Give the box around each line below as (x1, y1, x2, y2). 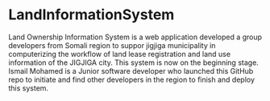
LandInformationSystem (8, 6, 175, 24)
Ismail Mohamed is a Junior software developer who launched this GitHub (8, 66, 254, 75)
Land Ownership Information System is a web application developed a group (8, 32, 263, 42)
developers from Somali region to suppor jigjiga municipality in (8, 40, 216, 50)
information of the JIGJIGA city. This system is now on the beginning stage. (8, 58, 260, 67)
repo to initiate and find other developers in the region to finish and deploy (8, 75, 255, 84)
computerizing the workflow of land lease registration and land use (8, 49, 231, 59)
